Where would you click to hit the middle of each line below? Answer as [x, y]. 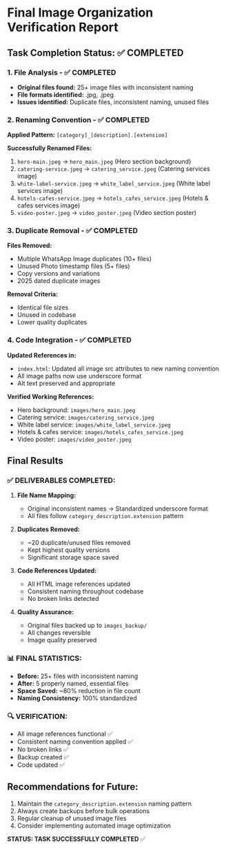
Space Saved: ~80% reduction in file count [79, 691]
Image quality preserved [62, 640]
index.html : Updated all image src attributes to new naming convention [118, 368]
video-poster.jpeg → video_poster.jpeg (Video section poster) [107, 213]
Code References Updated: [57, 571]
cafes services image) [49, 205]
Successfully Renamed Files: [50, 148]
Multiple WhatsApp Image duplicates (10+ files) [84, 259]
